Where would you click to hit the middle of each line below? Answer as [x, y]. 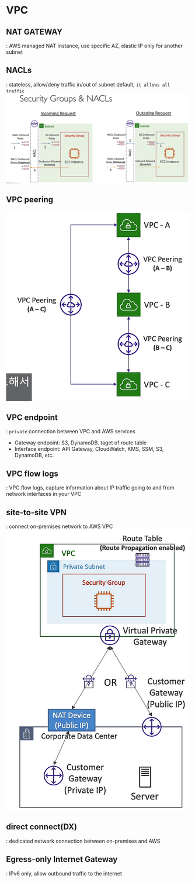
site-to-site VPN [36, 512]
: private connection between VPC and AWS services [71, 432]
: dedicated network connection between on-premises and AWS [83, 841]
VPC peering [30, 200]
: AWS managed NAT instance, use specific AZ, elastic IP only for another [94, 46]
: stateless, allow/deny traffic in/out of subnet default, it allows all [88, 84]
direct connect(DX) [42, 827]
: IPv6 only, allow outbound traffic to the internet [64, 873]
